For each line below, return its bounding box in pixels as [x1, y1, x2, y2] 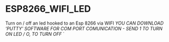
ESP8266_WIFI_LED [5, 3, 91, 15]
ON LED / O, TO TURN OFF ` [5, 31, 65, 37]
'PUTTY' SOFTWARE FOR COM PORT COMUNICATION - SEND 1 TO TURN [5, 25, 163, 31]
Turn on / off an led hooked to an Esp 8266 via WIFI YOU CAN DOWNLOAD [5, 20, 164, 26]
